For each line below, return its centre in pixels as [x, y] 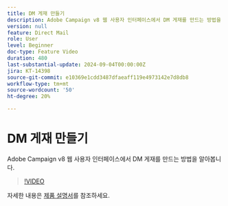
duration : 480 [27, 58]
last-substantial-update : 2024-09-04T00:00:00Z [77, 65]
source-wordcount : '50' [41, 90]
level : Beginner [30, 45]
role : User [23, 39]
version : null [27, 26]
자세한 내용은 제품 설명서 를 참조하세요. [58, 195]
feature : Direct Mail [38, 33]
